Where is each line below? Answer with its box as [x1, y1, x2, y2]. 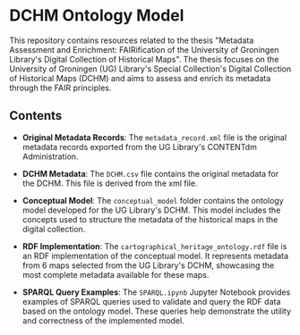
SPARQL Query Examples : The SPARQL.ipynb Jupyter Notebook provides [21, 287, 291, 297]
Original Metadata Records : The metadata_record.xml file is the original [21, 131, 287, 143]
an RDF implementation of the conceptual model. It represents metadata [21, 250, 289, 261]
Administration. [21, 151, 79, 162]
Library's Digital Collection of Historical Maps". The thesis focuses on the [9, 54, 279, 64]
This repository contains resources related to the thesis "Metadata [9, 35, 254, 46]
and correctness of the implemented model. [21, 314, 185, 326]
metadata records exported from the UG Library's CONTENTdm [21, 141, 257, 152]
